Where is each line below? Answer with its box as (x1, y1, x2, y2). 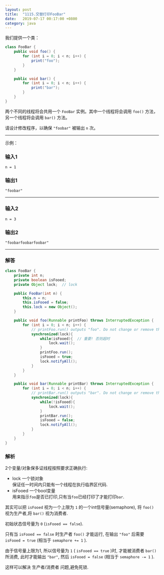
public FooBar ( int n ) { (14, 291, 62, 296)
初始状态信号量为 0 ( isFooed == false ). (5, 521, 83, 527)
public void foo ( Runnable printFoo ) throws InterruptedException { (14, 318, 154, 323)
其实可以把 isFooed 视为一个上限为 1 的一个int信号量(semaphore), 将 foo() (5, 505, 154, 510)
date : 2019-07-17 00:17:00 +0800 (5, 16, 78, 21)
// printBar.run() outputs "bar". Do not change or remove (31, 391, 154, 395)
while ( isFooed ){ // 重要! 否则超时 (40, 336, 110, 341)
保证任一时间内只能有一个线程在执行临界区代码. (12, 482, 108, 487)
